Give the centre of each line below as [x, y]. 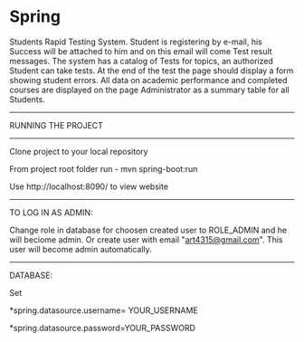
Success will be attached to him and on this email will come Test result [141, 51]
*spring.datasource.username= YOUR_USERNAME [104, 310]
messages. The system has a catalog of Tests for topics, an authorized [141, 61]
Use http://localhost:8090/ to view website [89, 186]
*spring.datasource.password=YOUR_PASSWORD [103, 328]
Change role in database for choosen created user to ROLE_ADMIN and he [148, 230]
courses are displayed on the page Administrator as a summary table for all [149, 90]
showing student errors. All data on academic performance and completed [148, 80]
